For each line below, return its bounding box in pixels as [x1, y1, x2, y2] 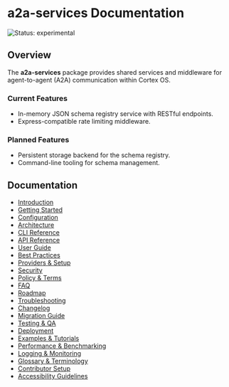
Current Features [7, 93, 68, 103]
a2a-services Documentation [7, 5, 185, 21]
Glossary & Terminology [17, 357, 89, 366]
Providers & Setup [17, 258, 71, 267]
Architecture [17, 221, 55, 229]
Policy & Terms [17, 274, 62, 282]
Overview [7, 49, 52, 61]
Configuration [17, 213, 58, 222]
